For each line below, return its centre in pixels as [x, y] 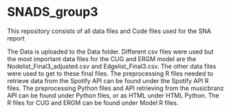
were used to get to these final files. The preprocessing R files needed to [110, 74]
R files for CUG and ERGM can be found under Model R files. [93, 102]
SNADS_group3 [53, 12]
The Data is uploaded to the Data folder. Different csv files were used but [111, 52]
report [16, 38]
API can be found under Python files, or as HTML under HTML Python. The [113, 95]
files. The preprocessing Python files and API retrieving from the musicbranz [115, 88]
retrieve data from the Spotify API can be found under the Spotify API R [108, 80]
